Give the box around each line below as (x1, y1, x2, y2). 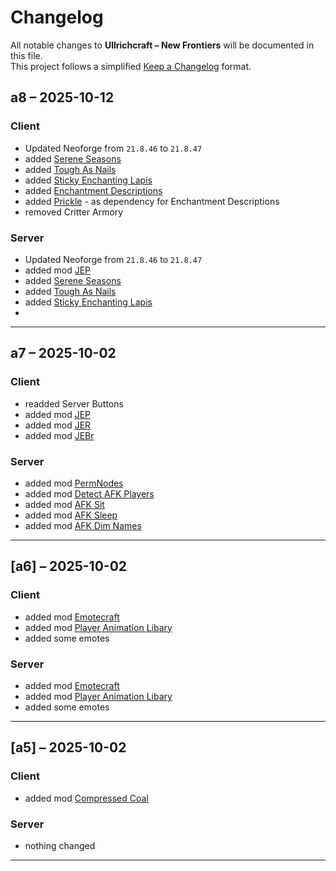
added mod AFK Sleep (24, 509, 118, 521)
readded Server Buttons (24, 397, 124, 410)
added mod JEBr (24, 429, 95, 441)
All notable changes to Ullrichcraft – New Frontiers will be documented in (10, 39, 315, 51)
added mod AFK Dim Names (24, 519, 142, 531)
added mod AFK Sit (24, 498, 105, 510)
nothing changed (24, 839, 96, 851)
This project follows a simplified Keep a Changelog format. (10, 60, 252, 72)
